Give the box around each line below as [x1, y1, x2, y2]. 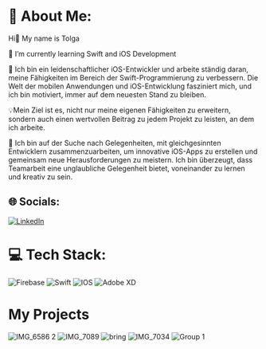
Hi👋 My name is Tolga [8, 33, 80, 43]
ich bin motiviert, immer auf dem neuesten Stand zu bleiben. [8, 89, 207, 99]
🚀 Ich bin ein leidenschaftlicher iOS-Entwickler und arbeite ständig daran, [8, 64, 249, 74]
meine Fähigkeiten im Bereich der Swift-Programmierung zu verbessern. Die [8, 73, 259, 82]
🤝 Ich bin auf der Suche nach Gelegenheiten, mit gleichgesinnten [8, 138, 221, 147]
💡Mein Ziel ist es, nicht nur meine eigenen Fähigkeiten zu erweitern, [8, 105, 231, 115]
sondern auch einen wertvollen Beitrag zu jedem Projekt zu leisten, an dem [8, 114, 255, 124]
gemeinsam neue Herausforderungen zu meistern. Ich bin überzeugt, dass [8, 155, 253, 164]
